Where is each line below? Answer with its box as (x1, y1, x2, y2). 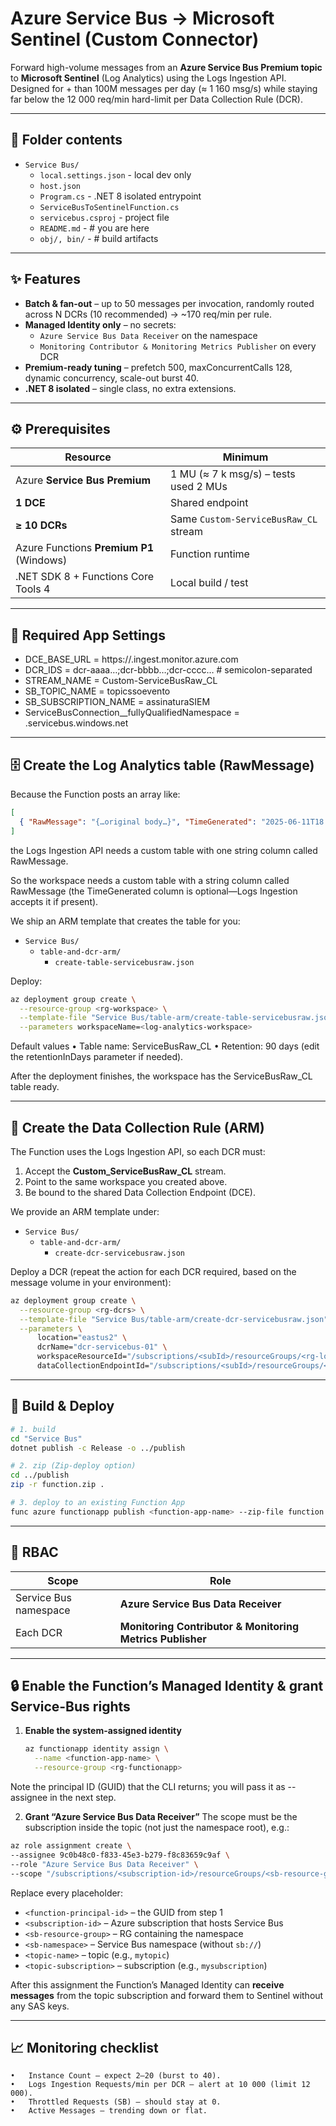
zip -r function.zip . (10, 1480, 105, 1490)
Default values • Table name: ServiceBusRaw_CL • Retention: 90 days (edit (10, 1040, 320, 1052)
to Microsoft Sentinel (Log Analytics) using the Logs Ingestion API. (10, 72, 287, 84)
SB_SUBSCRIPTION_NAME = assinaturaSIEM (24, 696, 211, 708)
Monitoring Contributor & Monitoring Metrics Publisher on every (39, 340, 317, 352)
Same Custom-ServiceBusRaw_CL (170, 512, 318, 526)
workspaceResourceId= (36, 1352, 128, 1362)
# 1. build (10, 1424, 56, 1434)
